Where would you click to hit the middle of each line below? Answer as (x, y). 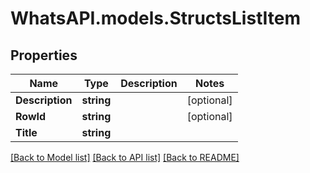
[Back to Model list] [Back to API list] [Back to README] (125, 157)
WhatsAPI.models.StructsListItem (155, 18)
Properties (44, 55)
